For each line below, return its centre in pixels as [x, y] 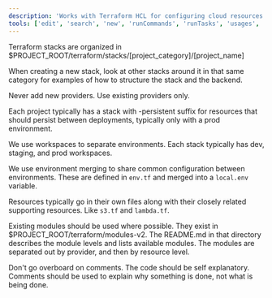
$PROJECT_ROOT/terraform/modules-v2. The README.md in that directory [135, 234]
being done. [28, 284]
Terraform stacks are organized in [65, 46]
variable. [23, 186]
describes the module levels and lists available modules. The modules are [132, 243]
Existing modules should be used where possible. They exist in [113, 226]
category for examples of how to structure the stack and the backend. [125, 80]
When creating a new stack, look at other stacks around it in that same [126, 71]
